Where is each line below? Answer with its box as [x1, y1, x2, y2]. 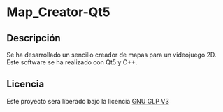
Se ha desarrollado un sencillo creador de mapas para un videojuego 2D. [6, 50, 217, 59]
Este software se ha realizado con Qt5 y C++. [6, 58, 138, 66]
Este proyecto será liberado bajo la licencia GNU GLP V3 [6, 97, 169, 105]
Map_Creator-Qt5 [6, 4, 110, 20]
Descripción [6, 32, 61, 44]
